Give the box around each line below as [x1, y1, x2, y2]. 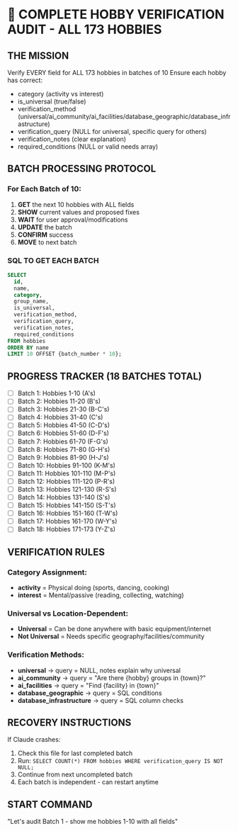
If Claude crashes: [7, 735, 61, 744]
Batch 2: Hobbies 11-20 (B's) [17, 397, 101, 406]
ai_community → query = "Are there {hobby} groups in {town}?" [17, 673, 206, 682]
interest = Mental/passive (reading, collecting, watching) [17, 591, 184, 599]
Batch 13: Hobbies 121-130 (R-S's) [17, 485, 117, 493]
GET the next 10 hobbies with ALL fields [17, 200, 135, 208]
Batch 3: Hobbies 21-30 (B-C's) [17, 405, 110, 414]
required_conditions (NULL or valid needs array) [17, 142, 159, 151]
